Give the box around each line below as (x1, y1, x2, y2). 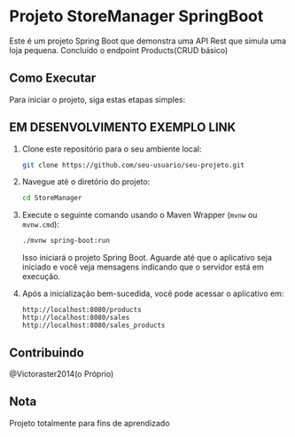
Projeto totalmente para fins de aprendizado (9, 417, 170, 428)
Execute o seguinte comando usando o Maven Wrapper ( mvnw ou (21, 210, 258, 221)
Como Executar (9, 71, 97, 86)
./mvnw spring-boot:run (21, 237, 111, 246)
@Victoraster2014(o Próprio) (9, 369, 114, 378)
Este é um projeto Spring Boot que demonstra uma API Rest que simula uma (9, 35, 286, 46)
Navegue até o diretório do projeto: (21, 176, 151, 187)
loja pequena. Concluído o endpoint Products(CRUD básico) (9, 44, 229, 55)
